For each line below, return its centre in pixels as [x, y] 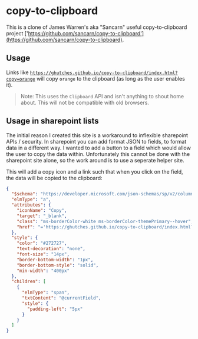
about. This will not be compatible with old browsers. [85, 102]
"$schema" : [25, 194]
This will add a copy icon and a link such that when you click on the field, [95, 171]
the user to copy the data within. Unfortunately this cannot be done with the [98, 154]
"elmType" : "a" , [31, 200]
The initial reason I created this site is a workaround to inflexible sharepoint [97, 135]
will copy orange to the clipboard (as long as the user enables [111, 78]
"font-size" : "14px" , [43, 254]
